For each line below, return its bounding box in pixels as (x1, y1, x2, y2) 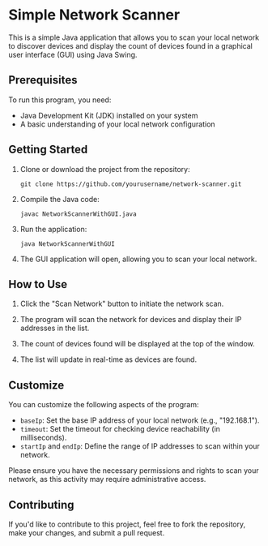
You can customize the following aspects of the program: (8, 400, 199, 410)
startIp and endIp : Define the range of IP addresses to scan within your (19, 441, 261, 451)
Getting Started (8, 143, 88, 157)
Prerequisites (8, 73, 78, 87)
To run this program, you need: (8, 95, 112, 105)
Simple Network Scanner (8, 6, 181, 24)
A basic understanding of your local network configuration (19, 119, 216, 129)
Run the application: (19, 224, 87, 234)
